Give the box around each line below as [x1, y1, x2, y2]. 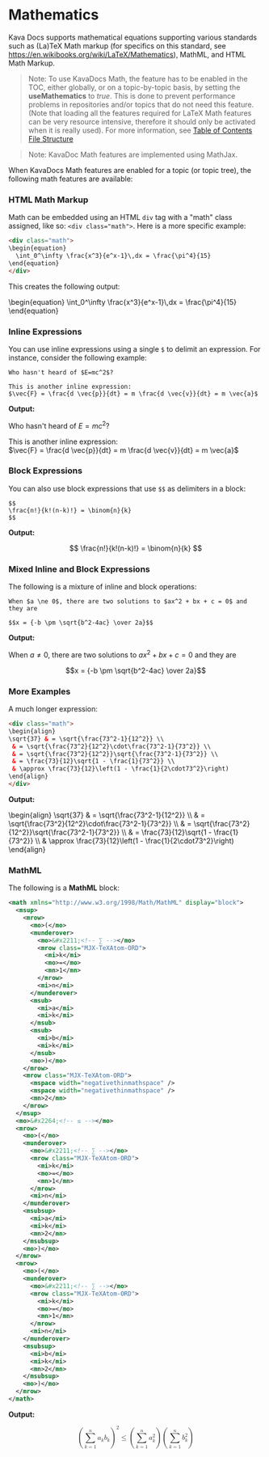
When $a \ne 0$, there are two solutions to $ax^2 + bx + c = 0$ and [8, 598, 248, 606]
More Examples [8, 686, 71, 697]
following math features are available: [8, 174, 133, 184]
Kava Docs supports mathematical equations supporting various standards [8, 32, 257, 42]
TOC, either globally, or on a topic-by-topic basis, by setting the [27, 82, 241, 92]
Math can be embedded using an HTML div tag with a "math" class [8, 213, 233, 222]
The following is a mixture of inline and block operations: [8, 582, 197, 592]
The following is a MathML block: [8, 883, 120, 893]
